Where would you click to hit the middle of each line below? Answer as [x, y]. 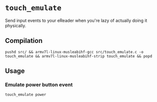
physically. [16, 26]
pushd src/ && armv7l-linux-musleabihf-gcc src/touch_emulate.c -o [74, 52]
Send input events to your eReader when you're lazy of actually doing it [76, 20]
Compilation [24, 41]
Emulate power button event [39, 85]
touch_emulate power [26, 95]
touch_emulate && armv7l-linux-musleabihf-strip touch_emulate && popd [78, 56]
